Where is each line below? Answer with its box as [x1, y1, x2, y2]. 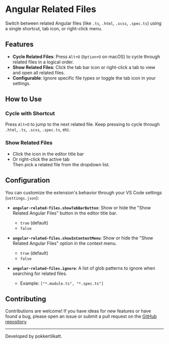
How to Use [5, 95, 42, 104]
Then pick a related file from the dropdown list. [12, 161, 110, 167]
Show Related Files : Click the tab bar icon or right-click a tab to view [12, 64, 156, 70]
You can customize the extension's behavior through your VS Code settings [5, 189, 162, 195]
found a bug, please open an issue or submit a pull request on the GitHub [5, 313, 157, 319]
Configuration [5, 176, 50, 185]
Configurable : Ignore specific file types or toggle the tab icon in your [12, 75, 156, 81]
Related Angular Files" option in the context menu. [12, 240, 117, 246]
